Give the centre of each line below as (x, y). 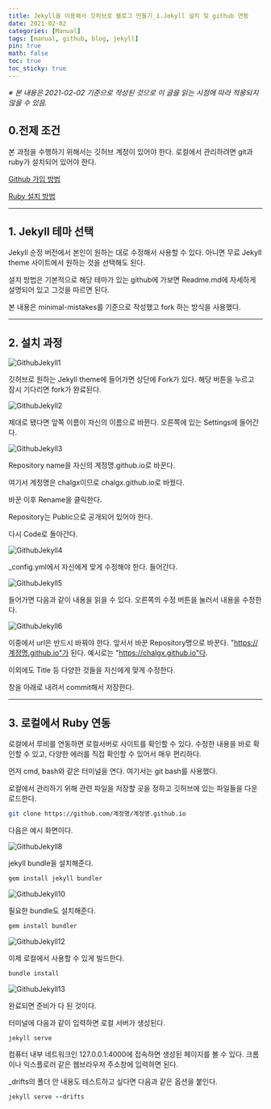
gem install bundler (43, 926)
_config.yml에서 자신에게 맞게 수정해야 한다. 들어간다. (93, 567)
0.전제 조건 (34, 131)
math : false (28, 53)
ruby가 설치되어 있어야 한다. (52, 162)
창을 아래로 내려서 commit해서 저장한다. (71, 688)
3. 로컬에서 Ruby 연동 (60, 723)
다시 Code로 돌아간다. (43, 534)
